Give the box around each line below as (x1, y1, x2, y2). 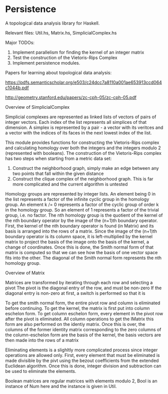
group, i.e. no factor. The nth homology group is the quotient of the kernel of (5, 212, 163, 218)
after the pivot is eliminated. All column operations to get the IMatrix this (5, 316, 154, 322)
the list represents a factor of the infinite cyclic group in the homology (5, 196, 149, 202)
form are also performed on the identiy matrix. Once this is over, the (5, 321, 145, 327)
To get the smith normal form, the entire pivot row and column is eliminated (5, 300, 160, 306)
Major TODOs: (5, 39, 35, 46)
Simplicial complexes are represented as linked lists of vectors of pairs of (5, 114, 156, 120)
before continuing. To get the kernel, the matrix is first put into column (5, 305, 150, 311)
